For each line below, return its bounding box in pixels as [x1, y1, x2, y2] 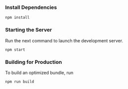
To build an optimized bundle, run [5, 69, 74, 75]
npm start [5, 47, 26, 52]
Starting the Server [5, 27, 52, 33]
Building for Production [5, 59, 62, 65]
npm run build [5, 79, 35, 84]
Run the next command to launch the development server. [5, 37, 124, 43]
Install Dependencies [5, 4, 57, 11]
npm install [5, 15, 30, 20]
